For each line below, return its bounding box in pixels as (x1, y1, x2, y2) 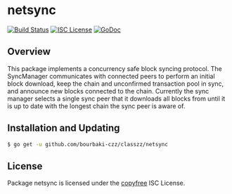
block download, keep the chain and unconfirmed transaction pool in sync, (7, 79, 224, 88)
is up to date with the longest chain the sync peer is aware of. (7, 101, 186, 110)
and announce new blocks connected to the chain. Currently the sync (7, 86, 210, 95)
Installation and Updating (7, 122, 120, 134)
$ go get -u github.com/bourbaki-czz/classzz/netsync (7, 141, 169, 148)
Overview (7, 46, 51, 58)
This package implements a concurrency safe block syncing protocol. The (7, 64, 223, 72)
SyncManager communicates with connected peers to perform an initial (7, 72, 216, 80)
